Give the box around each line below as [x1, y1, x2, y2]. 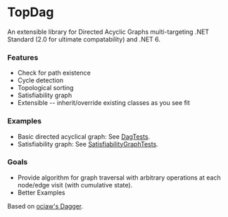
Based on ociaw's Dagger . [7, 201, 84, 210]
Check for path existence [17, 68, 91, 77]
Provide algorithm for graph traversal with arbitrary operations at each [17, 173, 221, 182]
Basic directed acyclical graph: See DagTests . [17, 132, 151, 141]
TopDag [7, 4, 54, 20]
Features [7, 52, 39, 62]
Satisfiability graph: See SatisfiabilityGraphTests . [17, 139, 158, 148]
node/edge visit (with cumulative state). [17, 180, 133, 189]
